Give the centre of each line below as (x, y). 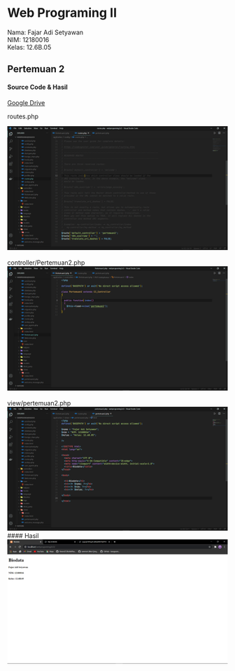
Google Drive (26, 102)
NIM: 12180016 (28, 39)
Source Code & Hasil (37, 87)
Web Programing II (62, 13)
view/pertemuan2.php (39, 403)
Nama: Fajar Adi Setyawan (45, 32)
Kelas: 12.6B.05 (29, 47)
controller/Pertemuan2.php (46, 263)
